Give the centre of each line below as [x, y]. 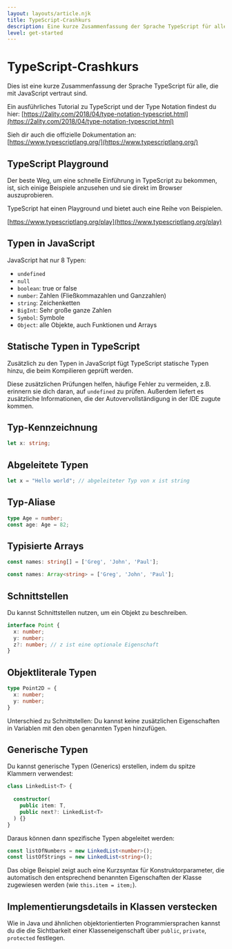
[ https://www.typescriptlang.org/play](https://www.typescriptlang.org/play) [115, 222]
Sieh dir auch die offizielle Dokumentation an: [72, 135]
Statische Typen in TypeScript [74, 347]
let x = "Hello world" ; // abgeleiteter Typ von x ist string [98, 481]
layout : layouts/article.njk [49, 13]
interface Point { [33, 625]
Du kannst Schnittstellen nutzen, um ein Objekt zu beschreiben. [97, 612]
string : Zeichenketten [49, 303]
